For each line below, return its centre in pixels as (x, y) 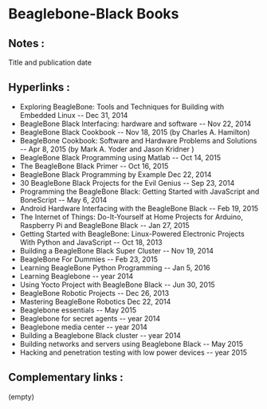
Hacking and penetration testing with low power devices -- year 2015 (133, 352)
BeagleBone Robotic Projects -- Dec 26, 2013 (94, 293)
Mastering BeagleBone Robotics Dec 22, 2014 (95, 301)
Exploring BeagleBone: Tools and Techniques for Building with (122, 106)
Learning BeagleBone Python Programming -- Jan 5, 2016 (115, 267)
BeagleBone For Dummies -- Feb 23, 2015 (88, 259)
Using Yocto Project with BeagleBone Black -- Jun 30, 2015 (117, 285)
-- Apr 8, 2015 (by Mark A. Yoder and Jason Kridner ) (107, 149)
